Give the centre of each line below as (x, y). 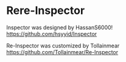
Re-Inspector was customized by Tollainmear (63, 46)
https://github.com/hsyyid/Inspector (52, 33)
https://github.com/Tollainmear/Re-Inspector (62, 52)
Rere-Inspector (46, 11)
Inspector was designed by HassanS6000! (60, 27)
